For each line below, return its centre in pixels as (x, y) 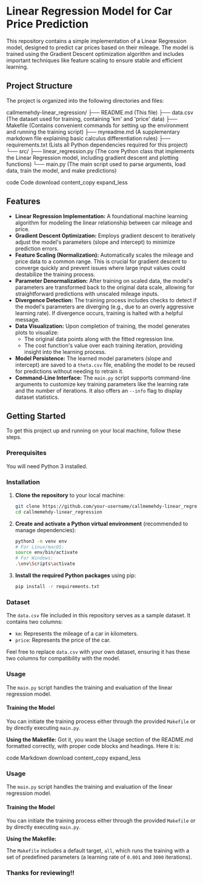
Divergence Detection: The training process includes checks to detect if (106, 300)
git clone (28, 506)
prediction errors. (37, 248)
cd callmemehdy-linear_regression (58, 512)
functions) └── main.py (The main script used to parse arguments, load (96, 164)
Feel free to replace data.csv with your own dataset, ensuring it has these (98, 652)
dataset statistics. (37, 397)
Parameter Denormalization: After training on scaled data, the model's (104, 280)
